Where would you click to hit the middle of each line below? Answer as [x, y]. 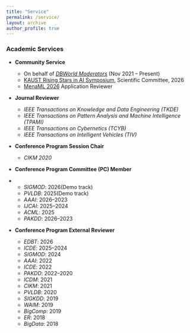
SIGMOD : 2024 [42, 254]
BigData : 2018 [41, 323]
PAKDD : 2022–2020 [48, 273]
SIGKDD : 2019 [41, 299]
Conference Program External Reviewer [65, 230]
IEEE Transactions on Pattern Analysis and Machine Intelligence [102, 115]
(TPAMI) [34, 122]
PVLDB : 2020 [40, 292]
